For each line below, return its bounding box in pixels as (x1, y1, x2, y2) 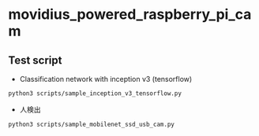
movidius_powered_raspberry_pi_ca (8, 6, 252, 24)
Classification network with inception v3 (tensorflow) (19, 75, 193, 83)
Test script (8, 53, 62, 67)
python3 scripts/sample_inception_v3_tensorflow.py (8, 90, 182, 97)
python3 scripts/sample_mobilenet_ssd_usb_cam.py (8, 120, 175, 128)
